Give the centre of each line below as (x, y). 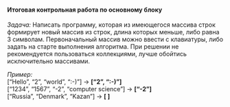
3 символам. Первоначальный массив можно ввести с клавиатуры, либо (115, 39)
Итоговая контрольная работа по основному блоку (85, 10)
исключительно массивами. (49, 61)
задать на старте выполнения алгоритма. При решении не (93, 47)
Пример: (20, 75)
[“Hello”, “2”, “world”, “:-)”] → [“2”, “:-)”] (65, 82)
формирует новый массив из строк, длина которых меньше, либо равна (113, 32)
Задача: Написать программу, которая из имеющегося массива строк (112, 25)
